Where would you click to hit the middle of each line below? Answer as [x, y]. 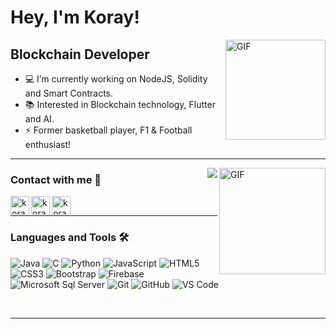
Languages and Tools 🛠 [70, 238]
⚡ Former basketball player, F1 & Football [108, 130]
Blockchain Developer [80, 54]
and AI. [39, 119]
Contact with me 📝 [56, 179]
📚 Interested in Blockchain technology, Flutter [120, 104]
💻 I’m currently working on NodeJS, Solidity [116, 79]
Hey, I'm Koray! [75, 17]
